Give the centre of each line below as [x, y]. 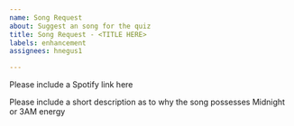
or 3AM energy [37, 112]
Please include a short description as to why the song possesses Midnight [147, 102]
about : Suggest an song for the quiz [80, 26]
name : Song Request [46, 18]
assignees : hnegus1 [46, 51]
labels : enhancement [48, 43]
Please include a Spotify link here [71, 85]
